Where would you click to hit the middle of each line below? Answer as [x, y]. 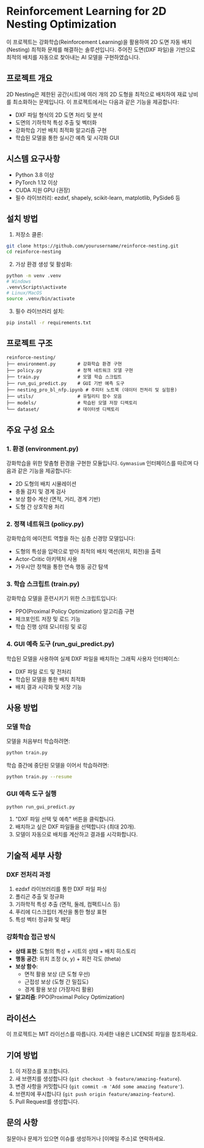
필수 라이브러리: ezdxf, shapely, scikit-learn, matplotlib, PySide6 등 [98, 197]
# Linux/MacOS [24, 293]
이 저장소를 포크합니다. [42, 1071]
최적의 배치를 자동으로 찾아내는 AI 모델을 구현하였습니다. [73, 57]
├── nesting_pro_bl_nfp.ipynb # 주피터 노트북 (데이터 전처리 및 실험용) [92, 390]
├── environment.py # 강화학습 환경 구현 [64, 364]
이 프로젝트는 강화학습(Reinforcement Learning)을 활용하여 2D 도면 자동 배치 [99, 42]
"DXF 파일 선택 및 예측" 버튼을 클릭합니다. [65, 819]
